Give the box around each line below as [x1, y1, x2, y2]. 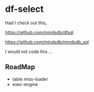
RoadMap [5, 63, 35, 71]
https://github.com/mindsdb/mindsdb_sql [5, 39, 89, 45]
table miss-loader [12, 76, 48, 82]
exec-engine [12, 81, 38, 87]
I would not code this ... [5, 48, 53, 54]
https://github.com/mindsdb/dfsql [5, 29, 74, 35]
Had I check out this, [5, 20, 47, 26]
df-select [5, 3, 44, 15]
